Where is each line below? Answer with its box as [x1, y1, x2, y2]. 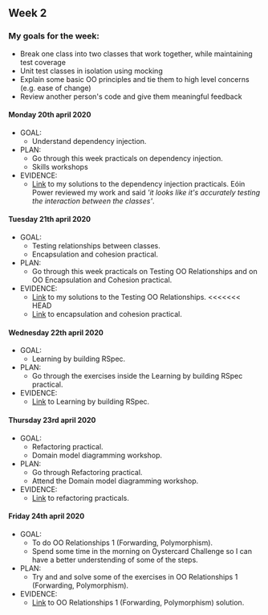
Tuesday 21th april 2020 [8, 215, 91, 224]
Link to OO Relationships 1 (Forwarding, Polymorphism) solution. [31, 597, 245, 607]
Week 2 [8, 6, 47, 20]
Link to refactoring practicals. [31, 493, 130, 502]
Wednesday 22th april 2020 [8, 327, 104, 337]
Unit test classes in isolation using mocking [19, 66, 163, 76]
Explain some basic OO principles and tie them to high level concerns [19, 74, 250, 84]
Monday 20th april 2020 [8, 110, 91, 120]
